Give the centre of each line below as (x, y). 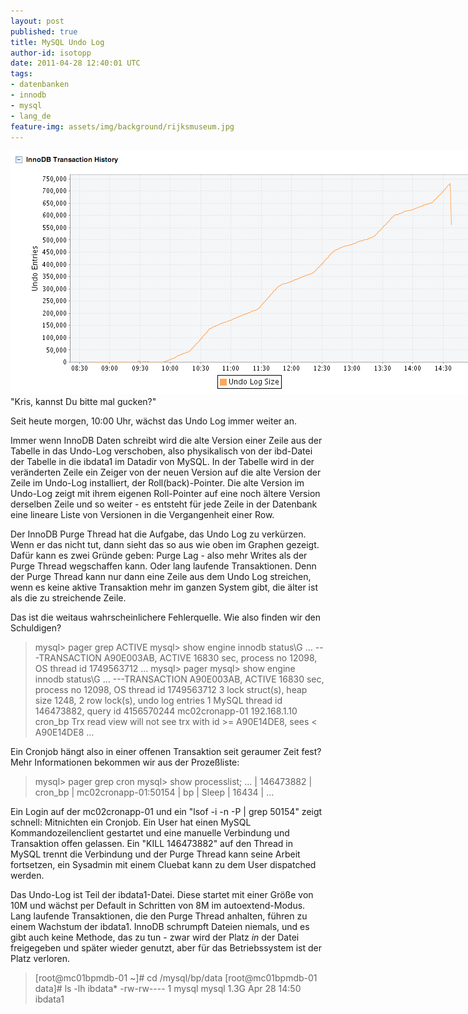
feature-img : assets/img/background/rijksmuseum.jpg (122, 126)
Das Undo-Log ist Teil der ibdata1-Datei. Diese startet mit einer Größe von (162, 895)
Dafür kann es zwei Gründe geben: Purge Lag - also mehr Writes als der (159, 556)
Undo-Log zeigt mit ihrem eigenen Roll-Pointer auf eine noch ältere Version (165, 494)
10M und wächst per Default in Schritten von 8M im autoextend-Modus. (158, 906)
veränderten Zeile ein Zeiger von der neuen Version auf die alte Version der (166, 472)
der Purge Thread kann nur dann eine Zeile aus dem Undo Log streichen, (161, 577)
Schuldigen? (36, 628)
